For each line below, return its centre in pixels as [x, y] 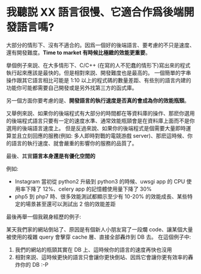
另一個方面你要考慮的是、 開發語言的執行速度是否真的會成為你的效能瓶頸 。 [98, 100]
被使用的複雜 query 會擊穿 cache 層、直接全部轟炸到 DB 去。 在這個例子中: [99, 237]
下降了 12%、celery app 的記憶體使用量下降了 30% [89, 189]
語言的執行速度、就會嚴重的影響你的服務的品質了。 [74, 143]
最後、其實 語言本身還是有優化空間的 [51, 156]
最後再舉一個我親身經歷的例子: [44, 216]
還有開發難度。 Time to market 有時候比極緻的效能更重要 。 [78, 52]
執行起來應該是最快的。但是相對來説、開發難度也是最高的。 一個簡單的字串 [99, 73]
